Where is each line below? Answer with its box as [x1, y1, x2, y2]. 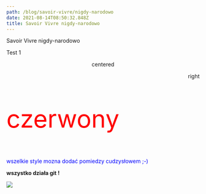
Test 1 [6, 49, 21, 56]
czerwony [6, 103, 120, 134]
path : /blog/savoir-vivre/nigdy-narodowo [6, 9, 114, 15]
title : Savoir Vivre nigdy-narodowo [6, 20, 100, 26]
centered [91, 61, 115, 68]
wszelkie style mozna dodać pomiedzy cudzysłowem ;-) [6, 157, 148, 165]
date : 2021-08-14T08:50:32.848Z [6, 15, 89, 21]
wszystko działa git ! [6, 170, 60, 177]
